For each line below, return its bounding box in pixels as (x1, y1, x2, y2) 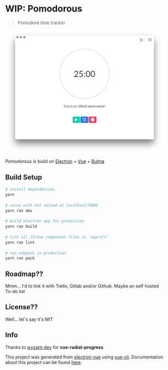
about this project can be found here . (5, 359, 82, 365)
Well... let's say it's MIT (5, 316, 53, 322)
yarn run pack (5, 256, 35, 261)
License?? (5, 303, 38, 312)
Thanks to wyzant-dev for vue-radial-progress (5, 344, 104, 350)
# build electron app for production (5, 219, 85, 224)
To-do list (5, 289, 25, 295)
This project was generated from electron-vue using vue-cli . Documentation (5, 354, 163, 360)
